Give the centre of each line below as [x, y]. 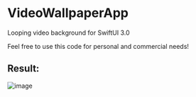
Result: [23, 69]
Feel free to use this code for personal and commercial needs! [98, 46]
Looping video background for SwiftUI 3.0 [69, 33]
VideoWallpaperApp [68, 13]
